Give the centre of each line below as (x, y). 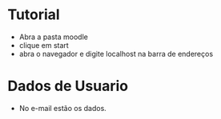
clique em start (44, 45)
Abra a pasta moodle (54, 37)
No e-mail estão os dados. (63, 108)
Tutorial (34, 15)
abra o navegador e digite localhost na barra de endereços (116, 54)
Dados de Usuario (68, 86)
